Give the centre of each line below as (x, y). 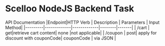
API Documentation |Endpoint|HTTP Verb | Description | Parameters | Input (82, 22)
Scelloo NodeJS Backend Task (69, 9)
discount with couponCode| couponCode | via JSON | (60, 38)
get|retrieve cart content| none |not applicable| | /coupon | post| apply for (81, 33)
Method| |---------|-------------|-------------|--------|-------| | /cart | (77, 27)
